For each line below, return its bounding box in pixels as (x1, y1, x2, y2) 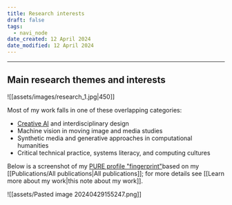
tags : (7, 23, 23, 30)
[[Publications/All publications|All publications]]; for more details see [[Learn (7, 169, 224, 177)
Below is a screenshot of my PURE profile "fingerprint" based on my (7, 162, 200, 170)
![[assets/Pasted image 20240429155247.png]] (7, 190, 142, 198)
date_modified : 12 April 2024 (7, 42, 95, 49)
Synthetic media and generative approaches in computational (17, 134, 193, 142)
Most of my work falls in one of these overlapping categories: (7, 106, 182, 114)
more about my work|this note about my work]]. (7, 177, 144, 185)
